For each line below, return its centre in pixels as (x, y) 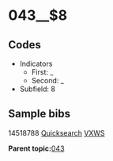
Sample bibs (40, 114)
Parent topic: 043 (36, 148)
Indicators (36, 63)
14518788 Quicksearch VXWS (56, 132)
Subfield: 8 (37, 89)
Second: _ (48, 80)
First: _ (42, 72)
